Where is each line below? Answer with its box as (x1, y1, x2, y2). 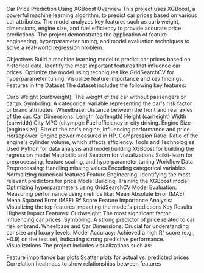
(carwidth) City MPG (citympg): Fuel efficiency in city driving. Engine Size (6, 119, 191, 126)
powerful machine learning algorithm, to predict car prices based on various (6, 12, 197, 19)
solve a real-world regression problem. (6, 44, 104, 51)
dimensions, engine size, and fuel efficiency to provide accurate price (6, 24, 181, 32)
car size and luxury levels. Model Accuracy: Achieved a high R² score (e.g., (6, 229, 195, 236)
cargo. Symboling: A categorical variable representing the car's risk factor (6, 100, 192, 107)
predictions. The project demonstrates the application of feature (6, 31, 167, 38)
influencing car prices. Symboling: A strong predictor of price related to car (6, 216, 195, 223)
